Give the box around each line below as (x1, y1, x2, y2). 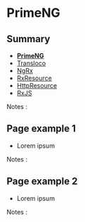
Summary (6, 33, 51, 45)
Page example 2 (6, 176, 78, 188)
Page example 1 (6, 123, 77, 135)
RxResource (16, 74, 52, 82)
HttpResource (16, 81, 58, 89)
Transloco (16, 59, 46, 67)
